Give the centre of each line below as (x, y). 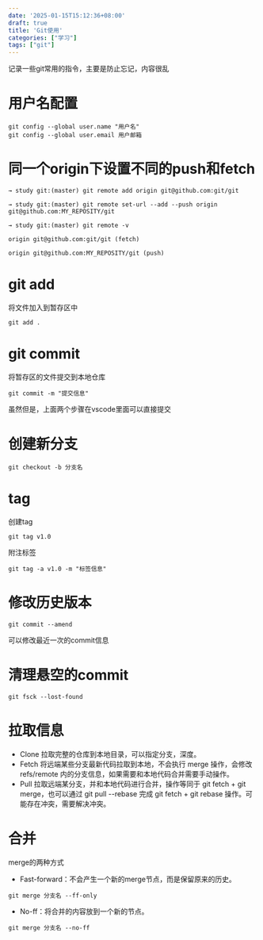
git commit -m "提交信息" (49, 393)
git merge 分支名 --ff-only (53, 896)
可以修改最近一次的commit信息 (59, 640)
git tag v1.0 (30, 536)
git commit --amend (40, 624)
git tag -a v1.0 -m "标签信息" (57, 569)
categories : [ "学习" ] (43, 38)
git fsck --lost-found (46, 696)
